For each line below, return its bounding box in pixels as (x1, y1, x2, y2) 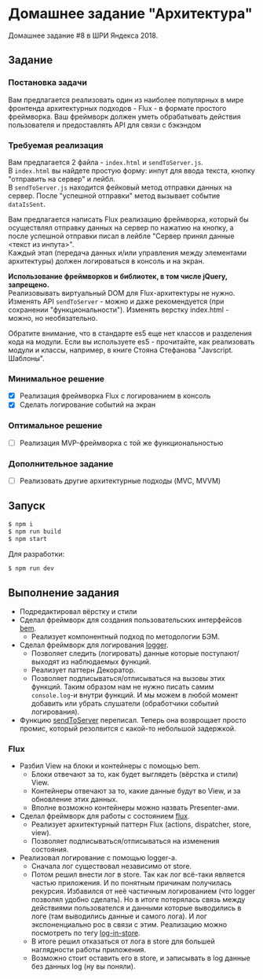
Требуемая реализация (8, 139, 104, 150)
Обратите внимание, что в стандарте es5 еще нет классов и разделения (8, 328, 253, 338)
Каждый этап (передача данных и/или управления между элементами (8, 248, 247, 257)
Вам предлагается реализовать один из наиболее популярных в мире (8, 95, 244, 105)
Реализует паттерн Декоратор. (31, 665, 136, 675)
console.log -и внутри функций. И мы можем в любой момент (31, 690, 239, 700)
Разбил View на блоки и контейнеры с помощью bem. (19, 761, 201, 771)
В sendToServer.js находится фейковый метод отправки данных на (8, 182, 232, 192)
